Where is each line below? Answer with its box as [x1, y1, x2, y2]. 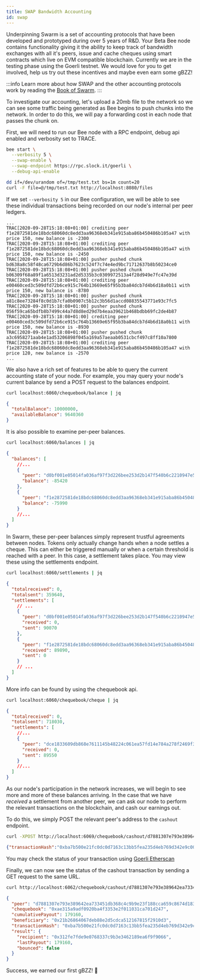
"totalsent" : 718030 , [11, 719, 65, 725]
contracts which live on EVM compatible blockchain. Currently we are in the [6, 56, 192, 63]
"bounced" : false [17, 945, 60, 951]
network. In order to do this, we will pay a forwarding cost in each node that [6, 111, 192, 118]
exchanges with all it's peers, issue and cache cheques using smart [6, 49, 172, 57]
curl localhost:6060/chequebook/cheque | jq [6, 697, 118, 703]
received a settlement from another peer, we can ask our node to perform [6, 798, 187, 805]
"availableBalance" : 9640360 [11, 412, 84, 418]
